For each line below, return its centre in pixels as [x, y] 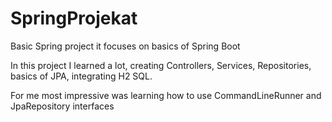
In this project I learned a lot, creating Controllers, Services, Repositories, [161, 65]
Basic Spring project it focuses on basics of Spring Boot [125, 46]
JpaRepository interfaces [62, 106]
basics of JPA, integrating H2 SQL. [81, 76]
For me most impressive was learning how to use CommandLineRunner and [166, 95]
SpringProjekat [74, 18]
